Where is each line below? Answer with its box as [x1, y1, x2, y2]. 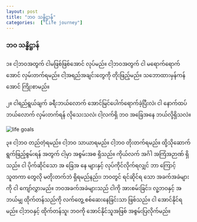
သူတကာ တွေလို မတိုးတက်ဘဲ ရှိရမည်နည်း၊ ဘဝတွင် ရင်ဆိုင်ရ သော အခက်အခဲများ [6, 173, 189, 180]
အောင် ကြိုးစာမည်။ [6, 83, 50, 90]
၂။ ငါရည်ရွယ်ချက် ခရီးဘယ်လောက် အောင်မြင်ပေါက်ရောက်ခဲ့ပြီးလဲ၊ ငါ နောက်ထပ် [6, 100, 187, 107]
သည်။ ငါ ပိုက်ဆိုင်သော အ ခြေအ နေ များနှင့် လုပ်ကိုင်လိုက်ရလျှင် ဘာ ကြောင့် [6, 161, 176, 168]
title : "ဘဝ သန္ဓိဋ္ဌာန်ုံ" [6, 14, 56, 20]
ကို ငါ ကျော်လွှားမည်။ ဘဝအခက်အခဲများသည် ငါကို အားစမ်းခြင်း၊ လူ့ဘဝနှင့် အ [6, 184, 182, 191]
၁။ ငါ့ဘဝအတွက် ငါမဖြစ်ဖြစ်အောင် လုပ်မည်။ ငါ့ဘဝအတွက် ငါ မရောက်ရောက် [6, 60, 181, 67]
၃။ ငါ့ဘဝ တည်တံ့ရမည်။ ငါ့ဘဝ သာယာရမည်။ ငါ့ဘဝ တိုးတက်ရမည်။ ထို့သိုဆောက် [6, 139, 191, 146]
